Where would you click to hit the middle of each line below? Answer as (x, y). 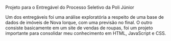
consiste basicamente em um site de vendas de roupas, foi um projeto (79, 28)
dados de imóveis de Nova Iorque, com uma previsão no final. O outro (79, 23)
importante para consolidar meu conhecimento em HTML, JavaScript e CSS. (86, 33)
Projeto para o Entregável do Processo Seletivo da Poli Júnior (70, 7)
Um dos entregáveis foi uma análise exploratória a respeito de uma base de (85, 17)
